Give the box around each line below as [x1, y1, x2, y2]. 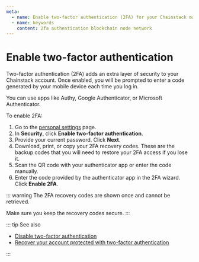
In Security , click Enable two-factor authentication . [14, 130, 143, 137]
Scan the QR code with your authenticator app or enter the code [14, 161, 172, 169]
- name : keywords [11, 20, 54, 25]
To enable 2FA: [6, 112, 43, 119]
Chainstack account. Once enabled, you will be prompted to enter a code [6, 76, 185, 84]
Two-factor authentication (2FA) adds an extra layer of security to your [6, 71, 179, 78]
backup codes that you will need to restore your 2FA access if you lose [14, 149, 188, 156]
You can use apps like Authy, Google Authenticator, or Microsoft [6, 94, 163, 101]
